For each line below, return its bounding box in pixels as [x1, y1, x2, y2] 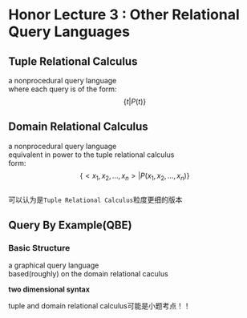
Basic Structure [8, 242, 71, 253]
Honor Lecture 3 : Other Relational [8, 6, 241, 24]
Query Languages [8, 22, 131, 41]
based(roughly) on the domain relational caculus [8, 269, 168, 279]
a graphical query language [8, 260, 99, 270]
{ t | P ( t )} [123, 97, 147, 106]
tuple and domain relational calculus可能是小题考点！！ [8, 301, 191, 311]
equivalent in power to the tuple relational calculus [8, 150, 175, 159]
